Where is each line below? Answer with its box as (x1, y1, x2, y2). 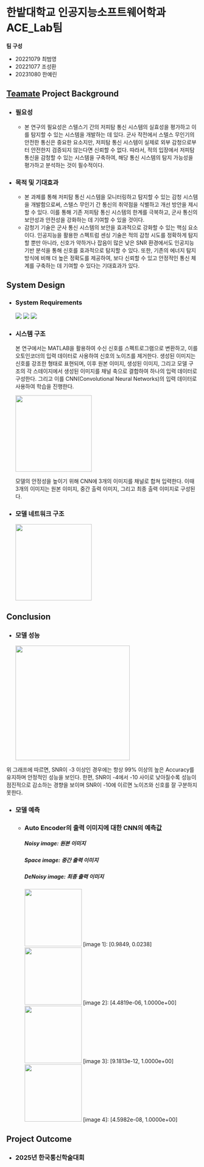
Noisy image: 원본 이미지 (24, 840, 86, 847)
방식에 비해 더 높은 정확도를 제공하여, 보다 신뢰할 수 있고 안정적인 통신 (24, 254, 190, 262)
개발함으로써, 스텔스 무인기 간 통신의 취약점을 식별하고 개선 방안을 (30, 201, 187, 208)
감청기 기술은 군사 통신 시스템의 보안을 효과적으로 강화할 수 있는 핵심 (24, 224, 187, 231)
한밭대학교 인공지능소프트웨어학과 (6, 6, 166, 20)
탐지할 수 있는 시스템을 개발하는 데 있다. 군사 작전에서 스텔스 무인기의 (30, 131, 195, 138)
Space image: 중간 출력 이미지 (24, 856, 99, 864)
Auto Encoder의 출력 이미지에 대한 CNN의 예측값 (24, 823, 163, 832)
